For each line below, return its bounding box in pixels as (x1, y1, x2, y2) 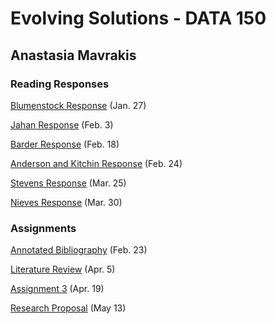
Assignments (10, 221, 77, 235)
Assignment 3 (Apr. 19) (10, 283, 105, 295)
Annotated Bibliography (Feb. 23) (10, 244, 148, 256)
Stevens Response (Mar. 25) (10, 177, 127, 189)
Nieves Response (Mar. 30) (10, 196, 123, 208)
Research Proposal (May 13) (10, 302, 127, 314)
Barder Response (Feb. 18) (10, 138, 120, 150)
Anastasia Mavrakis (10, 47, 137, 64)
